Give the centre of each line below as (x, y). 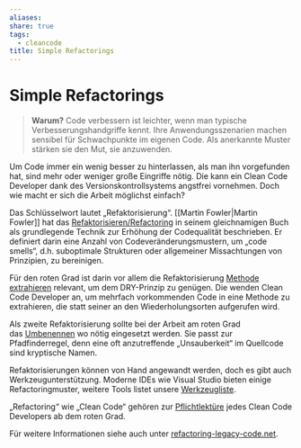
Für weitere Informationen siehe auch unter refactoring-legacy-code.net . (144, 434)
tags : (19, 34)
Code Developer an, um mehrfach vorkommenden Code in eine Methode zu (150, 297)
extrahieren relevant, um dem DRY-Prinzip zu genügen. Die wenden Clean (146, 288)
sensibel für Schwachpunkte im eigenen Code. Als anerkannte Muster (161, 139)
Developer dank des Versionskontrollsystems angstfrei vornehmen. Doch (145, 186)
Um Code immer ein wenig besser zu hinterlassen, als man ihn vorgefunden (150, 166)
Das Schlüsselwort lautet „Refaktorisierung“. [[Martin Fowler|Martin (133, 213)
